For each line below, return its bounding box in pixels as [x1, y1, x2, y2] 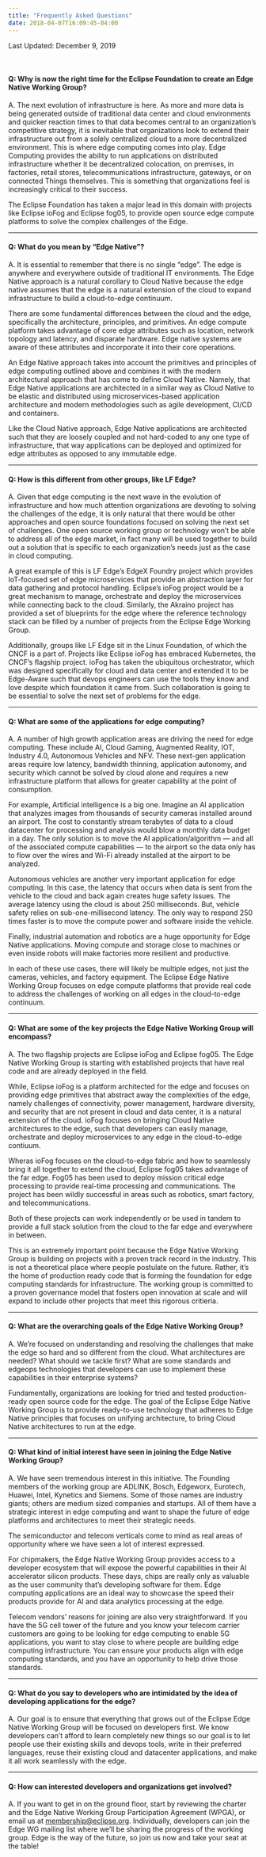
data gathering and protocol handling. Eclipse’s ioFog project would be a [8, 583, 244, 593]
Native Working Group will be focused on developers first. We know [8, 1722, 230, 1732]
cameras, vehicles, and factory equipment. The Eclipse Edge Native [8, 972, 230, 982]
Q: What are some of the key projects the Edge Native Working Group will [8, 1023, 254, 1032]
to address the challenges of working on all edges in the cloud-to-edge [8, 990, 241, 999]
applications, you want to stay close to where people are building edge [8, 1637, 239, 1646]
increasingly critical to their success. [8, 184, 128, 194]
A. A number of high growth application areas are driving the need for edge [8, 734, 254, 744]
